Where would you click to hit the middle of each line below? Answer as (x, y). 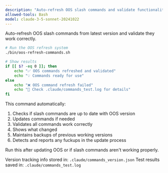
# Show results (21, 62)
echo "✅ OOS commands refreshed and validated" (65, 71)
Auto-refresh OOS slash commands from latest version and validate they (80, 34)
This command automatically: (35, 104)
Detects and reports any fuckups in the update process (69, 140)
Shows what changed (35, 130)
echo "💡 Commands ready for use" (49, 76)
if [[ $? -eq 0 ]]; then (31, 66)
